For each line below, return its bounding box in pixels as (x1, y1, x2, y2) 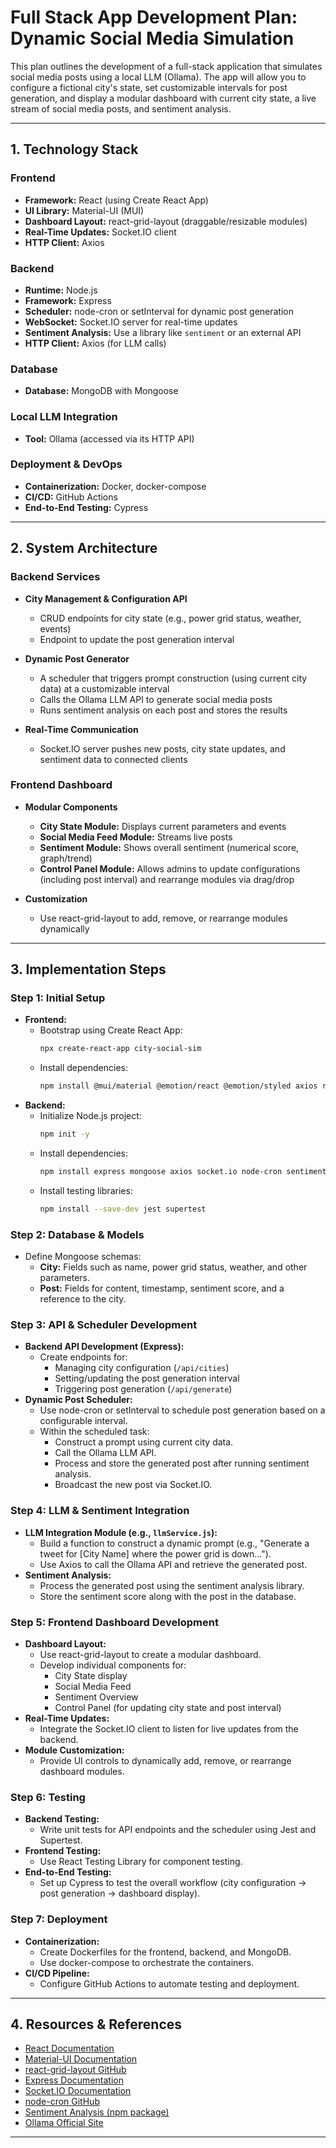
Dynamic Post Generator (24, 652, 130, 665)
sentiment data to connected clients (39, 753, 188, 765)
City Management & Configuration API (24, 592, 188, 605)
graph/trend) (39, 852, 93, 864)
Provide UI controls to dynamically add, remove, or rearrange (39, 1755, 292, 1767)
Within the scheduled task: (39, 1426, 150, 1438)
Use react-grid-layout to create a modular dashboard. (39, 1649, 262, 1661)
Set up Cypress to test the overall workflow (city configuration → (39, 1877, 307, 1889)
